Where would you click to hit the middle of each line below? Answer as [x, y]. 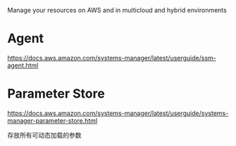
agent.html [23, 65]
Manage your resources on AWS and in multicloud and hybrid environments [117, 10]
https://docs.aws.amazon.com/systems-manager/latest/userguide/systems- [118, 113]
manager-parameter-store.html [52, 120]
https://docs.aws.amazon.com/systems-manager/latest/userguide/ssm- [112, 58]
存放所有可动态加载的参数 [44, 135]
